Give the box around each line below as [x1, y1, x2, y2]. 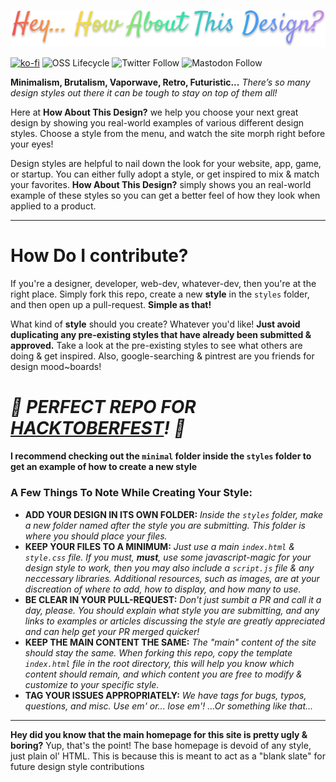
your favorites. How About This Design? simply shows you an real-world [10, 178, 312, 190]
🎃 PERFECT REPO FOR [10, 395, 197, 418]
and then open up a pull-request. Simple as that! [10, 298, 212, 310]
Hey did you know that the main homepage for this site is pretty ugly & [10, 728, 308, 740]
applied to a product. [10, 200, 97, 212]
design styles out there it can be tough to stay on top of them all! [10, 86, 278, 99]
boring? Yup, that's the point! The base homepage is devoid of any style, [10, 739, 312, 751]
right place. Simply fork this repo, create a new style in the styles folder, [10, 288, 310, 300]
